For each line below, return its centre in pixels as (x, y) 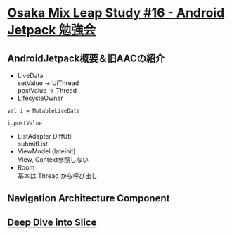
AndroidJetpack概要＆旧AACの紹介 (86, 58)
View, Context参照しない (53, 159)
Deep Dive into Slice (52, 222)
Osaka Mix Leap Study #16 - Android (116, 13)
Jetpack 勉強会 (52, 30)
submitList (32, 144)
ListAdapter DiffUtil (45, 136)
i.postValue (25, 123)
